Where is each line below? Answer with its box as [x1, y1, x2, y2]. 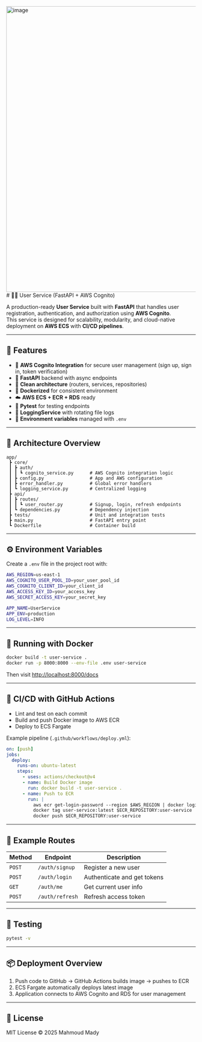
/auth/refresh [38, 894, 78, 900]
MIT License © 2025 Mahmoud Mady [6, 1029, 99, 1036]
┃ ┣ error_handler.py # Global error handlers [8, 480, 152, 486]
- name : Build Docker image [22, 779, 93, 786]
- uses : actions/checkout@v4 [22, 774, 96, 780]
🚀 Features [6, 346, 47, 356]
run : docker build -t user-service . [28, 785, 122, 791]
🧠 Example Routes [6, 835, 75, 845]
